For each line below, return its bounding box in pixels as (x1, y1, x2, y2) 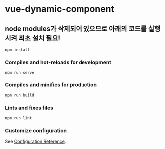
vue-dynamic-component (5, 3, 115, 15)
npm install (5, 47, 30, 52)
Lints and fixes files (5, 104, 54, 111)
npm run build (5, 93, 35, 98)
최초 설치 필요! (18, 34, 61, 42)
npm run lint (5, 115, 32, 120)
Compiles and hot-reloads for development (5, 59, 112, 66)
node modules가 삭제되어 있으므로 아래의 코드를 (5, 24, 147, 33)
